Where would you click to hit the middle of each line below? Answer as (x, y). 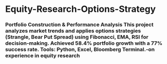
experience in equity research (43, 56)
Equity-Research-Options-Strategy (80, 9)
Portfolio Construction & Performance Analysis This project (79, 25)
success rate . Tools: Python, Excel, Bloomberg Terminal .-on (80, 50)
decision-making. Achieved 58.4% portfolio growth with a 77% (84, 43)
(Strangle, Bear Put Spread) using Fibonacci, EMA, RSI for (77, 37)
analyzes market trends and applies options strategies (73, 31)
